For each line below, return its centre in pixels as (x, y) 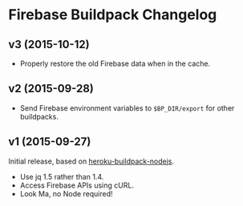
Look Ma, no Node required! (67, 193)
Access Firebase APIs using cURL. (77, 185)
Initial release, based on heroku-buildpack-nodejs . (91, 161)
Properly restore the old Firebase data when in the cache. (115, 63)
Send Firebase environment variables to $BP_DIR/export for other (127, 108)
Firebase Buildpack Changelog (113, 15)
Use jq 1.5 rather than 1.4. (62, 176)
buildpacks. (39, 116)
